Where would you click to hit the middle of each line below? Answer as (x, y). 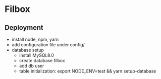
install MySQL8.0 (36, 55)
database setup (28, 50)
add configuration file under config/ (48, 45)
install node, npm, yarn (35, 39)
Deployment (24, 28)
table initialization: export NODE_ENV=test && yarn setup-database (88, 71)
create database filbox (42, 60)
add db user (31, 66)
